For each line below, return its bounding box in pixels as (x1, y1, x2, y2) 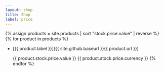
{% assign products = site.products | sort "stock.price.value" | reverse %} (5, 31, 159, 37)
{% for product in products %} (5, 36, 69, 42)
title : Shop (5, 12, 30, 17)
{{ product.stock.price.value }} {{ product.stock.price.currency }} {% (12, 55, 156, 61)
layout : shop (5, 7, 33, 13)
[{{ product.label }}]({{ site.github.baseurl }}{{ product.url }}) (12, 46, 139, 52)
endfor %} (12, 61, 34, 67)
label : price (5, 17, 33, 22)
